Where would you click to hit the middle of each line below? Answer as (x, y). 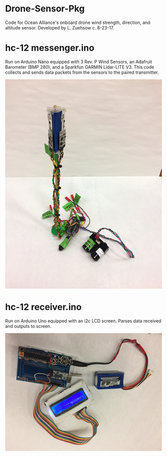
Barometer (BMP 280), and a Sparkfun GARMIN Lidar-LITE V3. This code (80, 67)
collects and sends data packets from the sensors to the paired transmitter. (82, 72)
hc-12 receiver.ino (43, 307)
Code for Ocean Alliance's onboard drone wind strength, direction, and (78, 22)
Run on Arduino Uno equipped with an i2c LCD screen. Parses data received (83, 321)
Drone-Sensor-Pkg (45, 9)
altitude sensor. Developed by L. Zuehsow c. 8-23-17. (60, 27)
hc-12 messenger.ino (50, 48)
